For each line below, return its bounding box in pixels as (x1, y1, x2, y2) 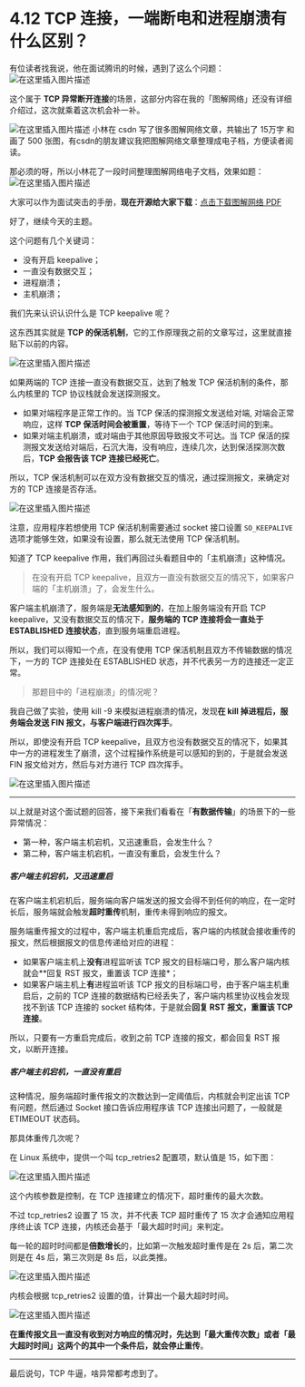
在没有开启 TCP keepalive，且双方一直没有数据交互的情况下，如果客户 (31, 571, 295, 582)
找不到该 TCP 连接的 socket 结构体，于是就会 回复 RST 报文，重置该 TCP (22, 1001, 293, 1012)
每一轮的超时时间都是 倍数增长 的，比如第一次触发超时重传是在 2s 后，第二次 (9, 1240, 293, 1251)
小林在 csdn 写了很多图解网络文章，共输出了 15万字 (92, 123, 284, 134)
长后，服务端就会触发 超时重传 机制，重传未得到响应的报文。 (9, 906, 232, 917)
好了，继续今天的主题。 (9, 215, 97, 227)
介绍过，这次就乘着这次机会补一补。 (9, 104, 145, 115)
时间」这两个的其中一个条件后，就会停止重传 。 (33, 1340, 209, 1351)
